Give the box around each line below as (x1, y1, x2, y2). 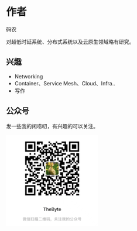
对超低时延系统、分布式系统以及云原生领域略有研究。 (6, 38, 135, 45)
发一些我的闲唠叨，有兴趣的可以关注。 (6, 122, 98, 129)
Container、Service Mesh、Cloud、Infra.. (14, 80, 116, 87)
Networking (14, 73, 43, 80)
